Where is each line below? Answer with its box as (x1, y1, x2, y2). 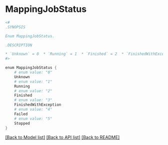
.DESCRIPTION (5, 42, 32, 48)
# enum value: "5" (14, 116, 52, 121)
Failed (14, 111, 28, 117)
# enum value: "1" (14, 79, 52, 84)
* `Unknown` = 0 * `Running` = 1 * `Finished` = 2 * (5, 51, 124, 57)
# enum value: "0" (14, 70, 52, 75)
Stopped (14, 121, 30, 126)
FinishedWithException (14, 102, 61, 108)
